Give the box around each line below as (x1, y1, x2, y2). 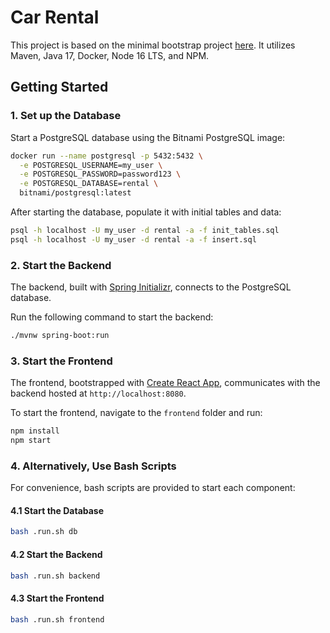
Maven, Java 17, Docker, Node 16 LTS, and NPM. (10, 49, 210, 61)
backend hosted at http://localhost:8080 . (10, 387, 187, 400)
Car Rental (10, 6, 100, 29)
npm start (10, 436, 52, 446)
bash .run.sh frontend (10, 614, 105, 625)
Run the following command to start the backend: (10, 311, 214, 323)
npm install (10, 426, 60, 436)
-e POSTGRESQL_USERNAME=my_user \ (19, 160, 163, 170)
